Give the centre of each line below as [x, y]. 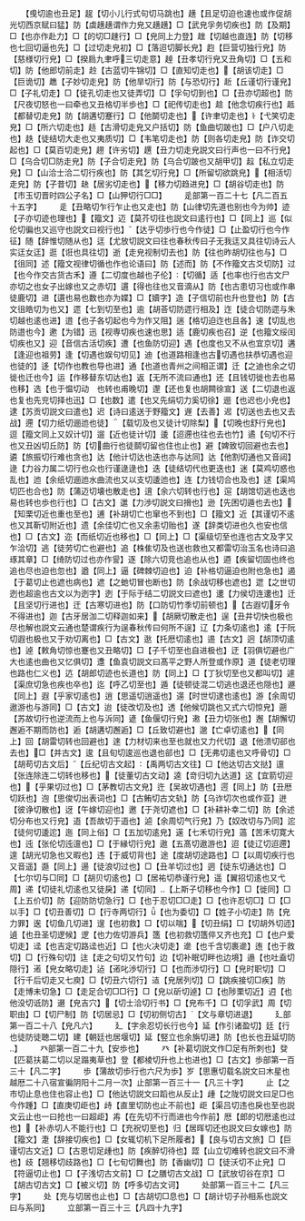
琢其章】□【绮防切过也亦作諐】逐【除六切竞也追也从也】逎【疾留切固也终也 [152, 559]
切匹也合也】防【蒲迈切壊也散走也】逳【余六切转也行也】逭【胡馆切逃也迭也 [152, 491]
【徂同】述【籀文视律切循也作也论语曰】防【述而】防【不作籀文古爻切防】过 [152, 263]
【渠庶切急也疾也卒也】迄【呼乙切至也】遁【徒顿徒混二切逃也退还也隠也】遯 [152, 684]
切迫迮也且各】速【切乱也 [247, 320]
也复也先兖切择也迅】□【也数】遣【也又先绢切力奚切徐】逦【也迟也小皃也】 [152, 400]
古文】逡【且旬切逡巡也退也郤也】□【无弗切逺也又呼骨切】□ [176, 752]
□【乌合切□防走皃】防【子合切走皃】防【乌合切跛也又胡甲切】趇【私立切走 [152, 161]
